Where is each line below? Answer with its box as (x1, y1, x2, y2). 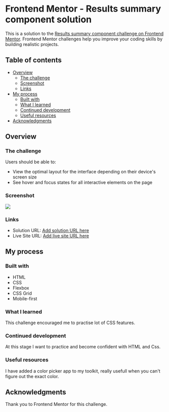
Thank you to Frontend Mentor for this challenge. (5, 401, 108, 407)
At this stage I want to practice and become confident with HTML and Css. (5, 344, 161, 350)
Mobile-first (12, 295, 37, 301)
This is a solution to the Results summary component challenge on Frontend (5, 30, 164, 36)
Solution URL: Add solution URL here (12, 227, 90, 234)
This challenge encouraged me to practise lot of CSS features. (5, 319, 136, 326)
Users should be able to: (5, 159, 57, 165)
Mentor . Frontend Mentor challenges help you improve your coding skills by (5, 36, 163, 42)
